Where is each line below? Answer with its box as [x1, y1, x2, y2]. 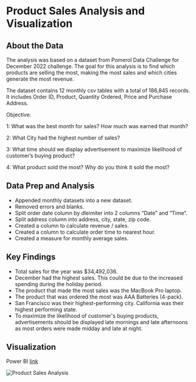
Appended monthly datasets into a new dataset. [14, 197, 133, 204]
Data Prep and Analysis [6, 181, 95, 191]
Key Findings [6, 252, 56, 262]
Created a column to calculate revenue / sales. [14, 222, 129, 229]
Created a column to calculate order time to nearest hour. [14, 228, 156, 235]
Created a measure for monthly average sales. [14, 234, 129, 242]
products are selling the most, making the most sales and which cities [6, 69, 178, 76]
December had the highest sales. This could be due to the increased [14, 274, 183, 281]
